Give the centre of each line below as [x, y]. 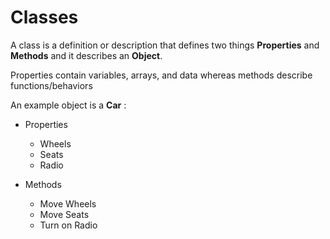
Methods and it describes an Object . [86, 55]
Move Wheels [68, 203]
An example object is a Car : [68, 105]
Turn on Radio [68, 225]
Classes [44, 17]
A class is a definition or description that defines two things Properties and [165, 45]
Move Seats [64, 214]
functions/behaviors [51, 85]
